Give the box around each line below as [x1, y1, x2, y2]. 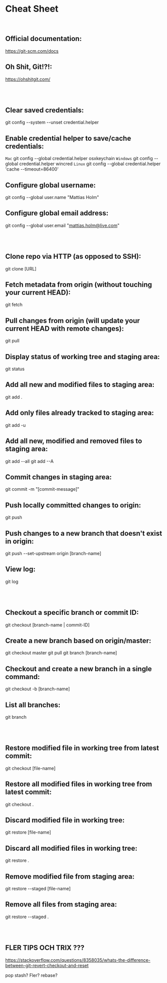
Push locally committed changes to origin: [5, 501, 141, 509]
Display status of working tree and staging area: [5, 352, 160, 361]
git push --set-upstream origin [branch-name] [5, 550, 102, 556]
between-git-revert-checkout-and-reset [5, 962, 89, 968]
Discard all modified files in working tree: [5, 844, 138, 852]
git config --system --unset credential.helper [5, 120, 99, 126]
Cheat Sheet [5, 3, 59, 15]
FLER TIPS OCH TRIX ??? [5, 943, 85, 952]
